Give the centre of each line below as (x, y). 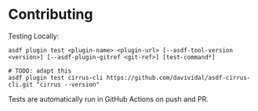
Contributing (51, 14)
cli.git (21, 84)
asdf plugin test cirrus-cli (56, 77)
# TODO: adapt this (40, 71)
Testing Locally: (34, 36)
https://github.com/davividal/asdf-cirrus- (178, 77)
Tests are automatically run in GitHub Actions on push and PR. (109, 98)
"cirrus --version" (68, 84)
